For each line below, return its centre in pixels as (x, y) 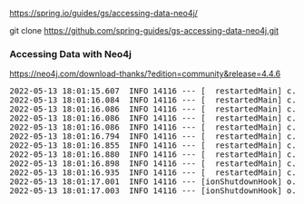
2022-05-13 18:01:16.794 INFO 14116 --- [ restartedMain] (146, 136)
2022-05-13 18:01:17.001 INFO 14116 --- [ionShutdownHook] (146, 182)
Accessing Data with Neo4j (70, 53)
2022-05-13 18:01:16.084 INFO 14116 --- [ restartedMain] (146, 100)
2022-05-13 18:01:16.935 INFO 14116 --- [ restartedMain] (146, 173)
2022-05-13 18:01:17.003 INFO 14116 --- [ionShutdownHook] (146, 191)
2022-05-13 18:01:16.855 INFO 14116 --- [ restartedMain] (146, 146)
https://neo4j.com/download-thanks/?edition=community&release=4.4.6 (145, 74)
